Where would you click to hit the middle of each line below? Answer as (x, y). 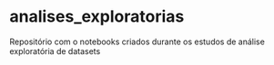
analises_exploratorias (97, 17)
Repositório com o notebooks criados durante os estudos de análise (137, 42)
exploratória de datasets (55, 51)
